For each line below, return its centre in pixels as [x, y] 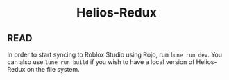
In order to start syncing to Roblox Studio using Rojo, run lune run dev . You [115, 54]
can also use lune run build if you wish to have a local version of [101, 62]
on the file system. [53, 69]
